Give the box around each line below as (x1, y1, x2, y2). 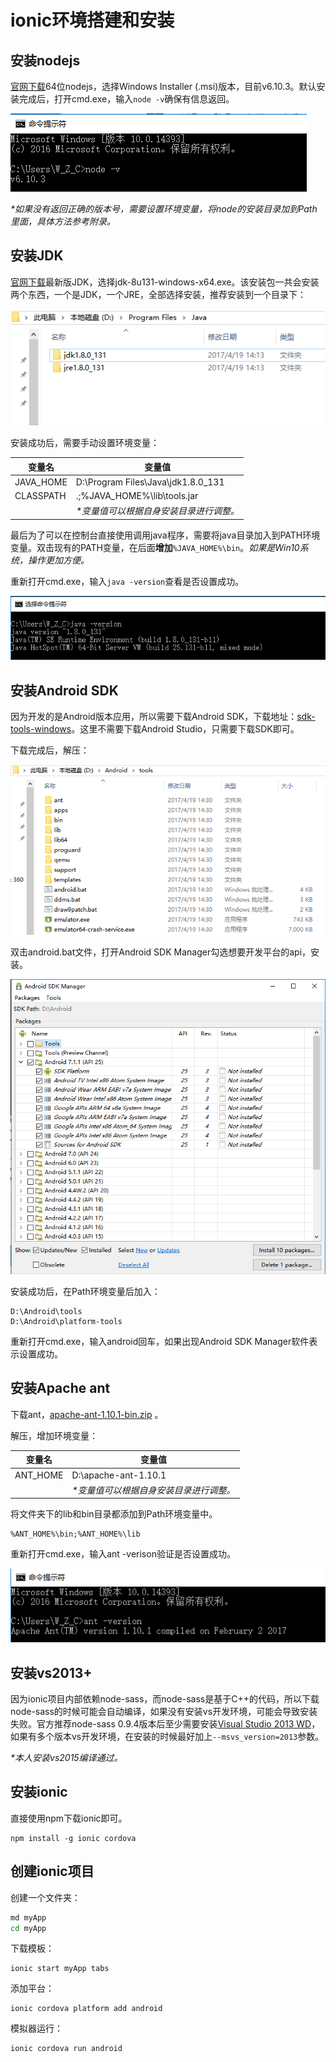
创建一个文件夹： (10, 1891, 81, 1903)
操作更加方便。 (27, 554, 90, 566)
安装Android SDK (10, 682, 119, 699)
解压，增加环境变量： (10, 1429, 98, 1441)
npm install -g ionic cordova (10, 1833, 137, 1843)
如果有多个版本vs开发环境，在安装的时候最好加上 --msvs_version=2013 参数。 (10, 1731, 325, 1743)
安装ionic (10, 1784, 68, 1801)
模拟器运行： (10, 2022, 63, 2035)
